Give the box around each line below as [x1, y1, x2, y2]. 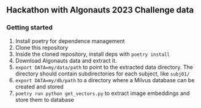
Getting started [6, 23, 53, 32]
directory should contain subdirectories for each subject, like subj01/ [15, 70, 190, 77]
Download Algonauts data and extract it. [15, 56, 117, 64]
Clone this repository [15, 44, 69, 51]
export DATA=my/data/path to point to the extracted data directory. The [15, 63, 193, 71]
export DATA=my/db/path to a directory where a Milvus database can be [15, 76, 195, 83]
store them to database [15, 96, 75, 103]
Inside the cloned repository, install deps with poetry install [15, 50, 170, 58]
